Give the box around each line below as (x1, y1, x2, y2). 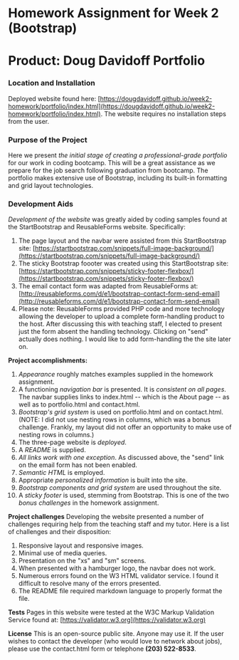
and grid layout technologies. (8, 181, 94, 189)
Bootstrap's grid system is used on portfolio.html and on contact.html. (18, 408, 223, 417)
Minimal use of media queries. (18, 549, 107, 557)
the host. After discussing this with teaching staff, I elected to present (18, 320, 223, 328)
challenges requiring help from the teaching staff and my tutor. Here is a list (8, 520, 230, 528)
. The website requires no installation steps (100, 109, 227, 118)
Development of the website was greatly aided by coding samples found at (8, 215, 228, 224)
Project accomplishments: (8, 356, 88, 365)
